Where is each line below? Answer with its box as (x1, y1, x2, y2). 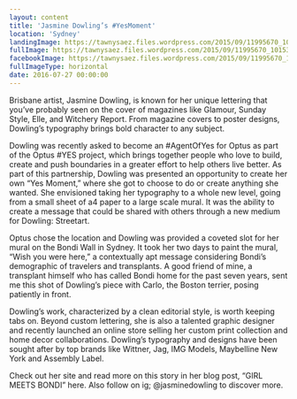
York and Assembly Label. (9, 353, 104, 364)
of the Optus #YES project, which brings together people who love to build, (9, 150, 283, 160)
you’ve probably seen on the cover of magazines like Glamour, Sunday (9, 104, 267, 115)
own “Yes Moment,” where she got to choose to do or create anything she (9, 178, 279, 188)
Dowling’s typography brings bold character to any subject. (9, 123, 225, 134)
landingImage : (9, 37, 62, 47)
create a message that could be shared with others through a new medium (9, 205, 281, 217)
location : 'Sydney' (9, 29, 81, 38)
